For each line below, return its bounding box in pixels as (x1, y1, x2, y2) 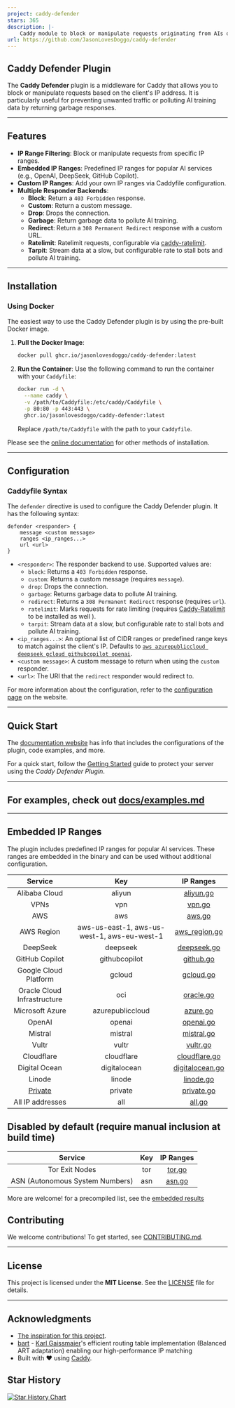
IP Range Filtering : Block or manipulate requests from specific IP (17, 149, 205, 157)
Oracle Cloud (18, 985, 62, 995)
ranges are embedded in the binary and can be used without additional (7, 852, 212, 860)
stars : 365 (7, 17, 39, 24)
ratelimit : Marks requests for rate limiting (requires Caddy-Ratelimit (27, 605, 226, 613)
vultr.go (186, 1040, 212, 1050)
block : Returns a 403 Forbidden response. (27, 567, 148, 576)
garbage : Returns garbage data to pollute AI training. (27, 590, 178, 598)
